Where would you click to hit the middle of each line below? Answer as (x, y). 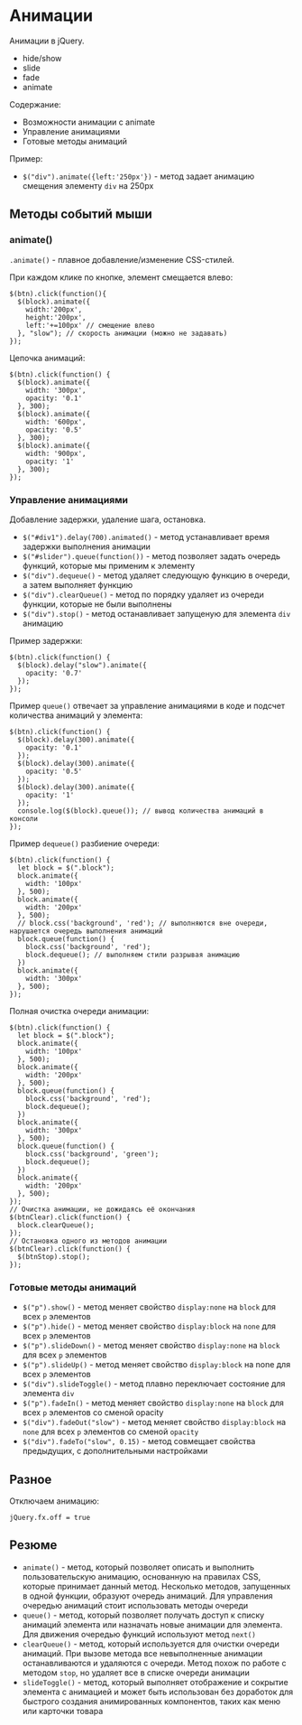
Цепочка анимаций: (47, 358)
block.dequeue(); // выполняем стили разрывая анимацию (133, 955)
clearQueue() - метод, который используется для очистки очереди (151, 1644)
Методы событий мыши (81, 214)
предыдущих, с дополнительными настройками (115, 1451)
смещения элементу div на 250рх (88, 185)
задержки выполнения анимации (86, 546)
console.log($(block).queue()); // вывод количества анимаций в (141, 811)
